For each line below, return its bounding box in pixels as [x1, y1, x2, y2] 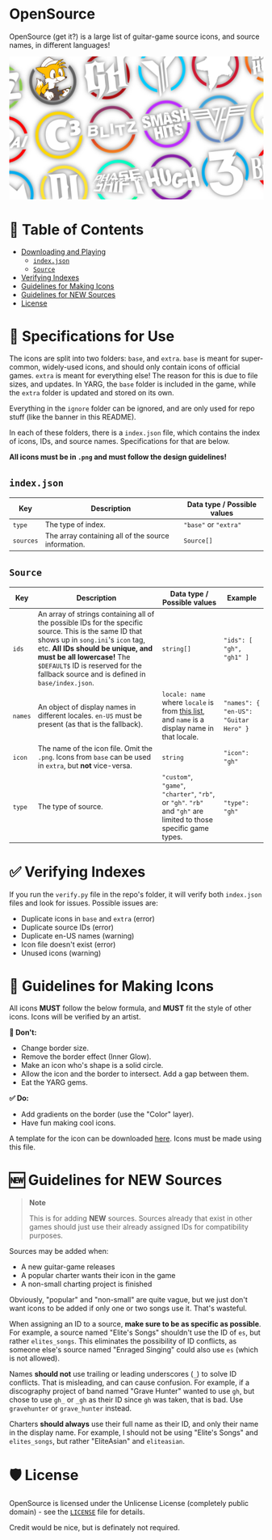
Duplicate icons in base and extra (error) [20, 914, 156, 924]
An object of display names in [37, 702, 136, 711]
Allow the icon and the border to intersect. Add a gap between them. [20, 1069, 249, 1079]
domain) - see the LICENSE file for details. [9, 1507, 145, 1517]
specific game [161, 823, 209, 833]
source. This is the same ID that [37, 627, 143, 636]
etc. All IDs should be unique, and [37, 643, 153, 653]
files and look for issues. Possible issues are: [9, 898, 158, 908]
